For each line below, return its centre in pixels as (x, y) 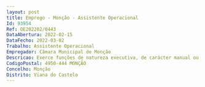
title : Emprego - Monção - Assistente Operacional (72, 18)
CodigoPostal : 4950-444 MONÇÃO (46, 63)
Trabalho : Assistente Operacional (51, 47)
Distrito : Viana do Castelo (42, 75)
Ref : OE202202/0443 (31, 29)
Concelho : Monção (29, 69)
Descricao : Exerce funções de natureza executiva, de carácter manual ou (103, 58)
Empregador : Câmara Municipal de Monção (59, 52)
